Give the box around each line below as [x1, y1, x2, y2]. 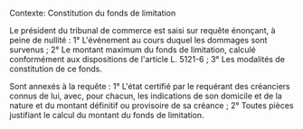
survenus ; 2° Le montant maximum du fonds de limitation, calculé [9, 44, 256, 55]
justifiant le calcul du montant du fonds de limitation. [9, 110, 205, 120]
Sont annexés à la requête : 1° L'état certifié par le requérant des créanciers [9, 81, 291, 91]
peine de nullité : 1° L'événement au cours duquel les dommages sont [9, 35, 268, 45]
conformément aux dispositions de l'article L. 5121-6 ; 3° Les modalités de [9, 54, 285, 64]
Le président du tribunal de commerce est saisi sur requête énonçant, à [9, 25, 276, 35]
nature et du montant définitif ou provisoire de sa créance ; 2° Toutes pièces [9, 100, 294, 111]
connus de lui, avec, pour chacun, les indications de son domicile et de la [9, 90, 282, 101]
